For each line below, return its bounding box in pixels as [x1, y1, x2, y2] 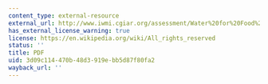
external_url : [8, 19, 56, 27]
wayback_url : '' [8, 64, 62, 72]
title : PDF [8, 49, 45, 57]
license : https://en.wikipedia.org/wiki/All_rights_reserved [8, 34, 216, 42]
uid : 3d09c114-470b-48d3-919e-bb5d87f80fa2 [8, 57, 156, 65]
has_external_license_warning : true [8, 26, 130, 34]
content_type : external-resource [8, 11, 120, 20]
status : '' [8, 42, 45, 50]
